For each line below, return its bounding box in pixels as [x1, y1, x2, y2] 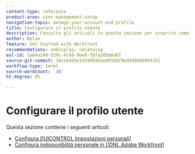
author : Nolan [6, 36, 41, 42]
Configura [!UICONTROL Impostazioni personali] [14, 135, 131, 142]
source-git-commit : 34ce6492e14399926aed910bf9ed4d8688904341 [6, 57, 161, 63]
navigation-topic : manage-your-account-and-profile [6, 19, 134, 25]
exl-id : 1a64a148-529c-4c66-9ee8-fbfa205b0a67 [6, 52, 121, 58]
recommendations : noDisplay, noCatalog [6, 47, 103, 53]
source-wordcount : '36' [6, 69, 64, 74]
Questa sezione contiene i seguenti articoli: [6, 124, 110, 131]
